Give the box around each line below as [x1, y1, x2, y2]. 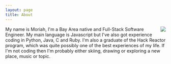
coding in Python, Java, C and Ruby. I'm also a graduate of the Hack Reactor [5, 37, 166, 43]
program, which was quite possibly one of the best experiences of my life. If [5, 42, 165, 48]
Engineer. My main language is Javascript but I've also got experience [5, 31, 153, 38]
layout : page [5, 7, 33, 13]
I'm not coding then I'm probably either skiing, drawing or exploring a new [5, 48, 160, 54]
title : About [5, 12, 33, 17]
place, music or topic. [5, 53, 51, 59]
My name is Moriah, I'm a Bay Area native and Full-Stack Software [5, 26, 144, 32]
